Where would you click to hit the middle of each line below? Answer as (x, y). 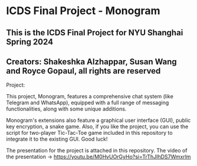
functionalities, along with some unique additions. (66, 109)
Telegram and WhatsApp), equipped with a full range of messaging (88, 103)
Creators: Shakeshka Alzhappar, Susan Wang (91, 62)
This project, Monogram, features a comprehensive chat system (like (90, 97)
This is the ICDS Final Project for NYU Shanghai (95, 33)
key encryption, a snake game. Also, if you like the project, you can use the (97, 127)
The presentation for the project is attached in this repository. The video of (97, 151)
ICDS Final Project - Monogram (83, 11)
